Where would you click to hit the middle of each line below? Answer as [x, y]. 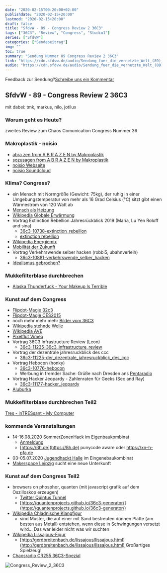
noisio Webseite [29, 165]
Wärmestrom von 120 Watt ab [42, 204]
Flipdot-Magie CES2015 [37, 315]
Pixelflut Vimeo [28, 337]
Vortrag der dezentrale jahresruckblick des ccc [60, 352]
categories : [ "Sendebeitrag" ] [37, 42]
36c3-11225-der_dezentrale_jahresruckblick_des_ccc [74, 358]
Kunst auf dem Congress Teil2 [42, 476]
